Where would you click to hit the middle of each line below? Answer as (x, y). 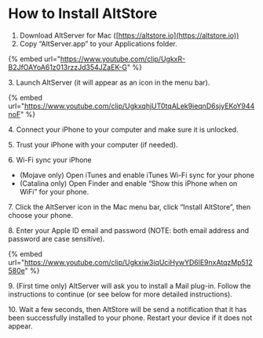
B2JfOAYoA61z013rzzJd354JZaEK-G (68, 67)
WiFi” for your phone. (54, 191)
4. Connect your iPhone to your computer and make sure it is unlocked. (123, 129)
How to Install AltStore (83, 14)
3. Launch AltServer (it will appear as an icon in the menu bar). (109, 82)
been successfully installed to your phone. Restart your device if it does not (130, 318)
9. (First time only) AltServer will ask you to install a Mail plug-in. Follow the (130, 285)
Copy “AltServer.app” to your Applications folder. (99, 43)
